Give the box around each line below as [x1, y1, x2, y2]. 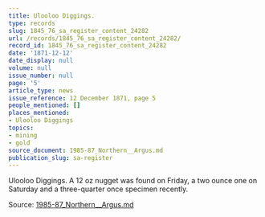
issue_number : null [8, 72, 74, 80]
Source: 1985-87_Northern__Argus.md [8, 200, 134, 210]
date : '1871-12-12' [8, 49, 74, 57]
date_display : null [8, 57, 74, 65]
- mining [8, 131, 38, 139]
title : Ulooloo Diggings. [8, 11, 95, 20]
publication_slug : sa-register [8, 154, 113, 162]
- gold [8, 138, 31, 147]
